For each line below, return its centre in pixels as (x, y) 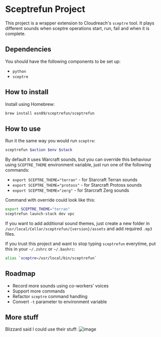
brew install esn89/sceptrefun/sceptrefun (50, 113)
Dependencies (28, 49)
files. (10, 234)
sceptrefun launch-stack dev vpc (40, 214)
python (19, 71)
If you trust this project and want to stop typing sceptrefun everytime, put (80, 244)
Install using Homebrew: (30, 104)
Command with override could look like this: (50, 200)
